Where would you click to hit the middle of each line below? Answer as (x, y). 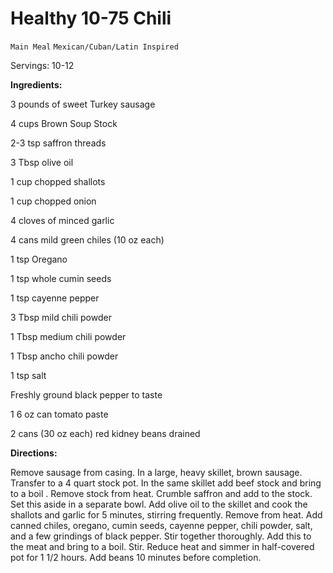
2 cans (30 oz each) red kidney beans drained (105, 433)
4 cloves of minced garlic (62, 220)
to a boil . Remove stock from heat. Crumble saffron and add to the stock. (161, 493)
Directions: (34, 453)
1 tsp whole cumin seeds (61, 278)
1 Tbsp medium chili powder (68, 336)
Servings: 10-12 (42, 65)
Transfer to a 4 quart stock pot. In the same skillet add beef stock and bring (166, 483)
